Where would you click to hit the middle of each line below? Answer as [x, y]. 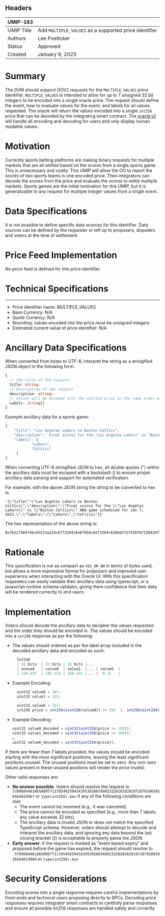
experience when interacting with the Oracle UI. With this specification [77, 576]
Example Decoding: [32, 720]
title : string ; [25, 385]
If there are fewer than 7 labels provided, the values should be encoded [77, 752]
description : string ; [32, 394]
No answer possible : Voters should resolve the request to [71, 787]
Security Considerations [56, 879]
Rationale [25, 552]
